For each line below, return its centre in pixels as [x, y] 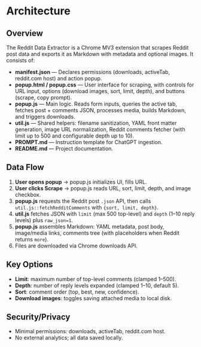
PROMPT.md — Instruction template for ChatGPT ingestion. [89, 142]
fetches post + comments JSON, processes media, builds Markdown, [100, 110]
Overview [25, 33]
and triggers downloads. [45, 116]
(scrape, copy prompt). [43, 98]
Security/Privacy [38, 317]
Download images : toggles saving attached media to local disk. [93, 298]
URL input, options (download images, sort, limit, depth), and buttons [100, 91]
